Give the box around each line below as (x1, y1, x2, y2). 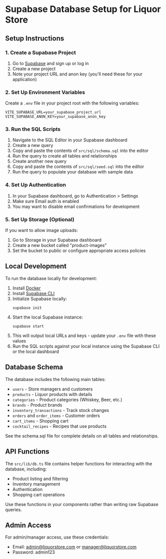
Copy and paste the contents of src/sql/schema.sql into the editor (12, 147, 149, 153)
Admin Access (5, 521, 51, 529)
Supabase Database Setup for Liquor (5, 3, 161, 15)
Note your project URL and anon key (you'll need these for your (12, 71, 143, 77)
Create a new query (12, 142, 53, 148)
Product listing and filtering (12, 475, 68, 481)
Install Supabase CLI (12, 290, 55, 296)
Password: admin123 (12, 549, 55, 555)
